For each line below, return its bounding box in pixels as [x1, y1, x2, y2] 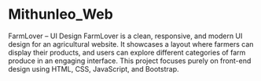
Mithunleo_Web [8, 5, 114, 23]
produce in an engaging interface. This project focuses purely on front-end [8, 56, 252, 65]
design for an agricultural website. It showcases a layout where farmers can [8, 39, 254, 48]
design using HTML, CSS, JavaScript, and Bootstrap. [8, 64, 179, 73]
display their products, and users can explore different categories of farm [8, 48, 246, 57]
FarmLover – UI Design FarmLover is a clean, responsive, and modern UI [8, 31, 243, 40]
